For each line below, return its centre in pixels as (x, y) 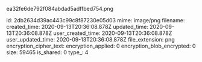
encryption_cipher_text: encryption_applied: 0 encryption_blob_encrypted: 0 (101, 46)
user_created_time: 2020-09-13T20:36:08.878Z (113, 33)
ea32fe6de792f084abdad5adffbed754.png (60, 9)
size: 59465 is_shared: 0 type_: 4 (47, 52)
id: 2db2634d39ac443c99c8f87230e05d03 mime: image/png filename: (96, 20)
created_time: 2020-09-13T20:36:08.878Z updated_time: (77, 27)
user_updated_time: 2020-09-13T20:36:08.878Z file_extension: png (90, 39)
